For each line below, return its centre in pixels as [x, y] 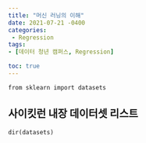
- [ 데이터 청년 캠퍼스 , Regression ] [61, 52]
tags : [17, 45]
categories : [27, 30]
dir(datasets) [31, 132]
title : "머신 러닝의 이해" [46, 15]
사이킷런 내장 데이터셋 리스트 [73, 114]
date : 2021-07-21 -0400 [47, 23]
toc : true [24, 66]
